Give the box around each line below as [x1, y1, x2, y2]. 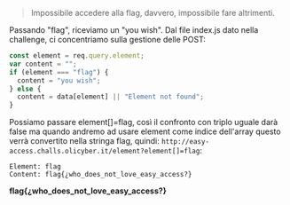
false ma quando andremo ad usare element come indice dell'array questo [9, 126, 281, 137]
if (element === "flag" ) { [9, 67, 109, 76]
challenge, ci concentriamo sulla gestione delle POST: [9, 35, 207, 44]
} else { [9, 84, 42, 93]
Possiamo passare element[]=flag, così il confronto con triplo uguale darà [9, 117, 278, 128]
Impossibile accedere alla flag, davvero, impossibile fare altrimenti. [30, 8, 275, 18]
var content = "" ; [9, 59, 77, 68]
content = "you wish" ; [17, 75, 101, 85]
